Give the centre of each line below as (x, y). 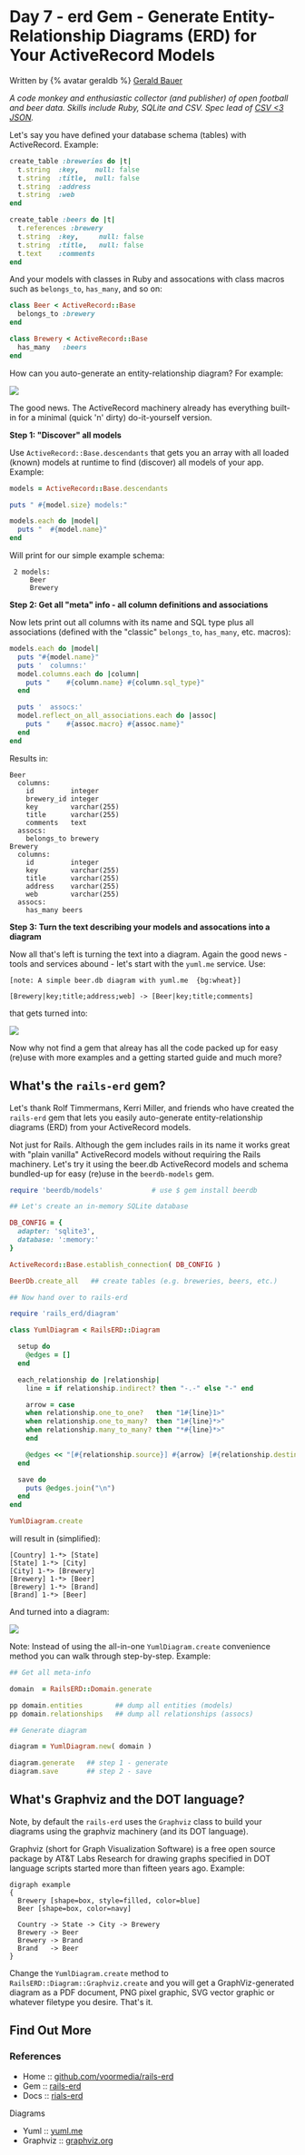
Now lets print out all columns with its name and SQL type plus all (132, 623)
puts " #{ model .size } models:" (69, 505)
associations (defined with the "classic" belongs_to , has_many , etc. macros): (150, 632)
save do (32, 1480)
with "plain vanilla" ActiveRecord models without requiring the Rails (135, 1154)
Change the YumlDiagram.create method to (89, 1973)
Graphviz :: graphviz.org (68, 2140)
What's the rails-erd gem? (88, 1086)
